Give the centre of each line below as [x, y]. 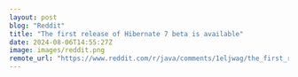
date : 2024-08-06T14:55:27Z [61, 42]
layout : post [33, 17]
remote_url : [31, 58]
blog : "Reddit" [37, 26]
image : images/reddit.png [57, 50]
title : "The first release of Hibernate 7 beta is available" [126, 34]
